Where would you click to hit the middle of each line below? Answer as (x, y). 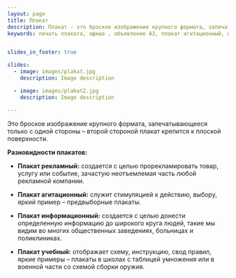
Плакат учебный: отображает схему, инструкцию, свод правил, (114, 251)
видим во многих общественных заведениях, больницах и (105, 230)
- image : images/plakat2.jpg (56, 91)
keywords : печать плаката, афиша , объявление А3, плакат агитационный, (116, 33)
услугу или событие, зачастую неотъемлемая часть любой (107, 173)
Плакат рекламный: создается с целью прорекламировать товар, (118, 165)
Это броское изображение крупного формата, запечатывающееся (107, 123)
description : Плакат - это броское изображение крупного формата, (106, 27)
